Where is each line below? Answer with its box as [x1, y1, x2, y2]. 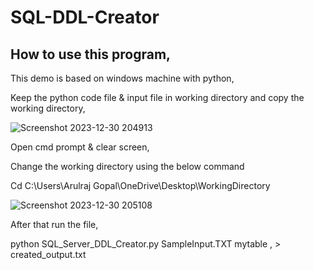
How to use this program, [10, 46, 172, 63]
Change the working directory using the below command [10, 161, 245, 172]
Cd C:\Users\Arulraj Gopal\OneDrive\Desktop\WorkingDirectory [10, 180, 271, 191]
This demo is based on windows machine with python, [10, 72, 235, 84]
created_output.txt [10, 249, 87, 260]
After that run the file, [10, 219, 99, 230]
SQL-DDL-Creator [10, 6, 160, 29]
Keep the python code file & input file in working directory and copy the [10, 92, 305, 103]
